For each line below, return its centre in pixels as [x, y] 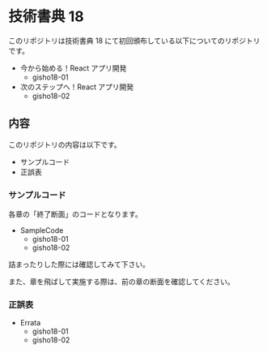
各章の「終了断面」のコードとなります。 [76, 214]
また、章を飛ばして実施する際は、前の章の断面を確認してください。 [121, 282]
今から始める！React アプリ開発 [73, 68]
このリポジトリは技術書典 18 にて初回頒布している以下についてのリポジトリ [134, 41]
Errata [30, 323]
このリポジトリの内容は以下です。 [65, 144]
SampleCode [42, 230]
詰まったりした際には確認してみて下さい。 [79, 265]
